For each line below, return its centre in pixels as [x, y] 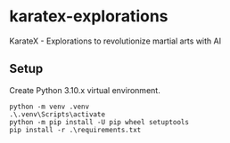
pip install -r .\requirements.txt [75, 130]
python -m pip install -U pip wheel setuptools [99, 122]
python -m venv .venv [49, 107]
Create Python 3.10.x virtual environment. [85, 90]
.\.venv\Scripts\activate [57, 114]
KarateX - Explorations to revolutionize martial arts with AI [115, 41]
